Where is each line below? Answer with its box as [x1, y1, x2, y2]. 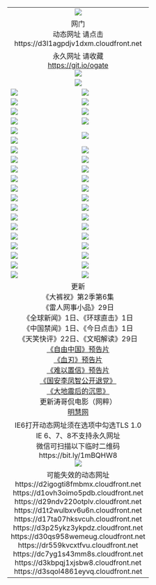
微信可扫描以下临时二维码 [36, 441, 120, 451]
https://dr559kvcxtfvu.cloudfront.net [17, 540, 139, 550]
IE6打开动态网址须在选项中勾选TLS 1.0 [14, 420, 142, 430]
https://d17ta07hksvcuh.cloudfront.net [13, 514, 143, 524]
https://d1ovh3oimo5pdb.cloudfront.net [13, 488, 144, 498]
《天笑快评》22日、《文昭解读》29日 [18, 334, 138, 343]
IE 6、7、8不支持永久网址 [36, 431, 120, 440]
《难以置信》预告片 [46, 365, 110, 375]
